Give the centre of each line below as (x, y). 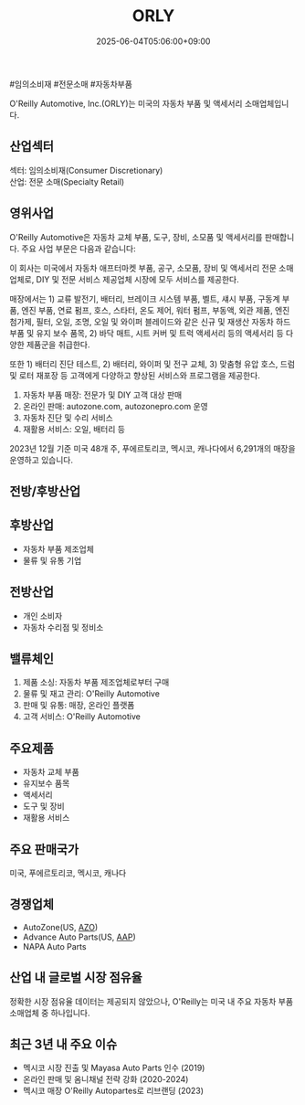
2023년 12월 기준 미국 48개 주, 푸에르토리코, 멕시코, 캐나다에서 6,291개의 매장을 (152, 448)
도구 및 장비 (44, 806)
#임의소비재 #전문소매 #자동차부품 (71, 84)
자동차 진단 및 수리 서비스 (68, 418)
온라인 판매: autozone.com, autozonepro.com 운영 (115, 406)
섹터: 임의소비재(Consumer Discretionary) (86, 170)
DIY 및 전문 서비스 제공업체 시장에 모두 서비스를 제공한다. (137, 279)
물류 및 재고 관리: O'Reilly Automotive (91, 694)
